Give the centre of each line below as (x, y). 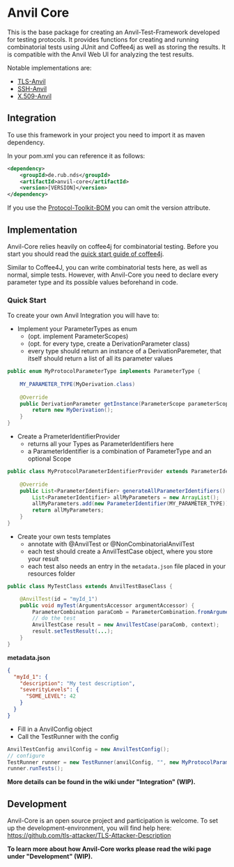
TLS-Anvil (32, 81)
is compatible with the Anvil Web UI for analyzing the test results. (101, 54)
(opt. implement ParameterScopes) (78, 337)
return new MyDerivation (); (73, 410)
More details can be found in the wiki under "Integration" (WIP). (102, 782)
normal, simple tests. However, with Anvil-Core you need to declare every (113, 275)
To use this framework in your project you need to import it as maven (106, 135)
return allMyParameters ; (68, 510)
